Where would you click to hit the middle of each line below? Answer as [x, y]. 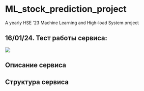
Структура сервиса [37, 82]
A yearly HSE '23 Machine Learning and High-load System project [72, 23]
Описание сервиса [36, 65]
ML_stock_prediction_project [66, 9]
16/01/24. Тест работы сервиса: [56, 38]
